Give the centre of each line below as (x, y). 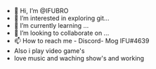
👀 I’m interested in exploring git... (61, 18)
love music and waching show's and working (79, 58)
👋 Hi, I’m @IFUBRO (41, 11)
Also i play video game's (49, 51)
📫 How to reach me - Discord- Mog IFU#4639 (82, 41)
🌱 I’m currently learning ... (51, 25)
